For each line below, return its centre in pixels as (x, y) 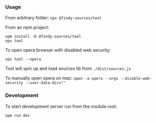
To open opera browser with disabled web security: (58, 50)
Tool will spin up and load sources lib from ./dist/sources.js (68, 69)
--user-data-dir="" (45, 83)
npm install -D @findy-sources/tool (43, 37)
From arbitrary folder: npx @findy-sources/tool (53, 18)
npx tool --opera (23, 59)
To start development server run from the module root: (61, 106)
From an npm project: (27, 27)
